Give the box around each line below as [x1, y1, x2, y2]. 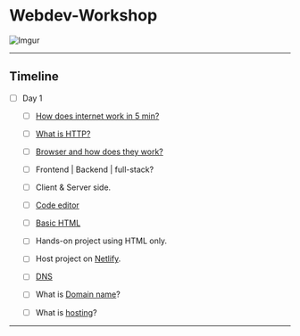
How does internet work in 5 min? [35, 111, 160, 121]
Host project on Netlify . [35, 253, 121, 264]
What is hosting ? [35, 307, 97, 317]
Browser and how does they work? [35, 146, 163, 157]
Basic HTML [35, 217, 81, 228]
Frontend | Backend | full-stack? [35, 164, 154, 175]
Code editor [35, 200, 80, 210]
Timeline [9, 69, 60, 85]
